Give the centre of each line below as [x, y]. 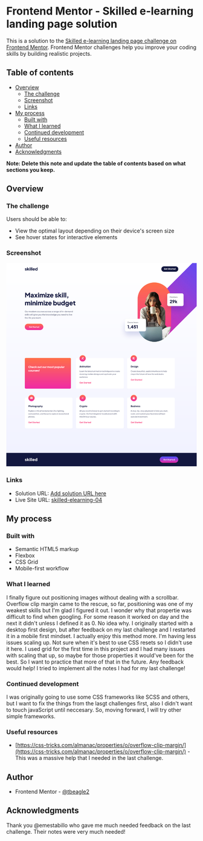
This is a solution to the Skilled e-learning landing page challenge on [92, 41]
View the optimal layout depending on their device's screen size [95, 231]
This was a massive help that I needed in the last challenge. [89, 758]
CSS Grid [26, 562]
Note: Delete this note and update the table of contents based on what [96, 163]
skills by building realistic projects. [49, 53]
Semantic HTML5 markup [47, 549]
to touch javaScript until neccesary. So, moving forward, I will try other [94, 710]
